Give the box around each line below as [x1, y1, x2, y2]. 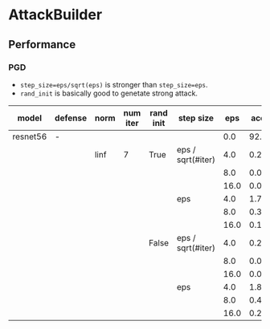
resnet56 [12, 131, 47, 142]
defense [55, 112, 87, 124]
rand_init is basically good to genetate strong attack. [19, 88, 198, 98]
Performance [8, 38, 76, 51]
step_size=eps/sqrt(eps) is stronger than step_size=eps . [19, 79, 208, 89]
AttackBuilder [8, 6, 103, 24]
